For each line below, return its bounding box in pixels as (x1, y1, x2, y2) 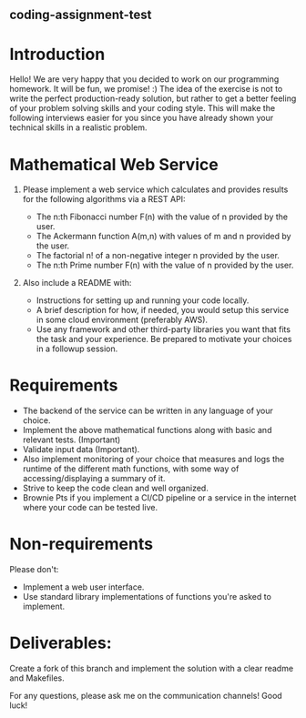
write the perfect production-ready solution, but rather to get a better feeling (9, 93, 297, 104)
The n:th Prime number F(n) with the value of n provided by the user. (36, 259, 294, 271)
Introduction (9, 44, 106, 65)
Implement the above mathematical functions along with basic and (22, 425, 272, 436)
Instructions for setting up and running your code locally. (36, 295, 250, 306)
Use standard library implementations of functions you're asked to (22, 592, 271, 602)
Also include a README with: (22, 278, 132, 288)
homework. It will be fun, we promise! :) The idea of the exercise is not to (9, 84, 283, 95)
